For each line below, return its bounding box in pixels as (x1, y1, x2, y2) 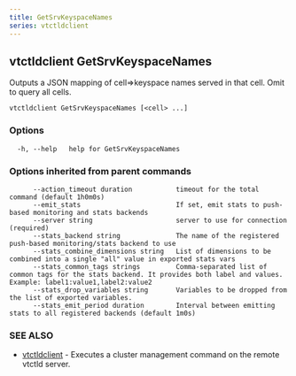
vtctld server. (21, 359, 71, 370)
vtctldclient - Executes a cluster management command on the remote (21, 349, 280, 360)
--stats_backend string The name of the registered (32, 231, 279, 240)
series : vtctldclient (9, 21, 90, 30)
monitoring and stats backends (32, 208, 149, 217)
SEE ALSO (9, 329, 54, 341)
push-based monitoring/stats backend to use (9, 239, 176, 248)
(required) (9, 223, 50, 233)
